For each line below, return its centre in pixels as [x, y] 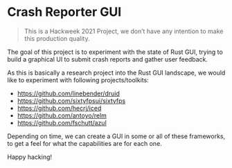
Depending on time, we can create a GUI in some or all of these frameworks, [116, 136]
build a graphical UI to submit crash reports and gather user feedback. [107, 59]
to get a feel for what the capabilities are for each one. [85, 143]
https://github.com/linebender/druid [68, 93]
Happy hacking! [30, 157]
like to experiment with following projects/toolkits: [78, 80]
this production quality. [57, 38]
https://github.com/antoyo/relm [62, 115]
